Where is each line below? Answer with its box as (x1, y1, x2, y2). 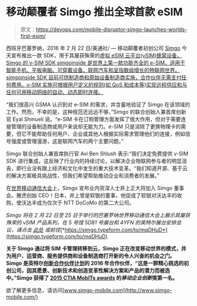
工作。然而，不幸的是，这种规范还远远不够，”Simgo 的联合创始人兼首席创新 (6, 108, 186, 115)
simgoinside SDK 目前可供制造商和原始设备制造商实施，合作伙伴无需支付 (6, 74, 182, 81)
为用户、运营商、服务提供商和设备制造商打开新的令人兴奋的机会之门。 (6, 252, 175, 259)
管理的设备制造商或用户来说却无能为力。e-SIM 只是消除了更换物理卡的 (11, 123, 181, 130)
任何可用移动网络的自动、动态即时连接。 (6, 89, 103, 96)
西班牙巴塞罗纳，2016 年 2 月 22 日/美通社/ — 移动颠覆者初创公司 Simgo (6, 45, 181, 52)
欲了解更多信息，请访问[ (6, 287, 65, 294)
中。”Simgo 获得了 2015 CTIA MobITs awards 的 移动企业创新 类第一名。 (6, 274, 178, 281)
